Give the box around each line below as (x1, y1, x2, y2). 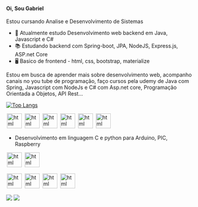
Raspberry (14, 141, 41, 148)
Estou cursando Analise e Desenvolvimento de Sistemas (6, 18, 143, 25)
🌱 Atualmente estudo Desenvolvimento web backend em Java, (14, 30, 168, 37)
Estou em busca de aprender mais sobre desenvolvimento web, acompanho (6, 71, 192, 78)
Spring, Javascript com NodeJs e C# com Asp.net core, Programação (6, 84, 177, 91)
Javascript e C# (14, 36, 54, 43)
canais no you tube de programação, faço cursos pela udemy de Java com (6, 78, 190, 85)
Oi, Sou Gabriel (6, 5, 44, 12)
